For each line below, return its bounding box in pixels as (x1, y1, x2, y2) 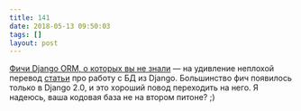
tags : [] (9, 30, 42, 39)
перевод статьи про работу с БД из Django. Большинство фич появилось (9, 73, 293, 84)
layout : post (9, 38, 59, 48)
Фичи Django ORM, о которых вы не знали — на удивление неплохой (9, 63, 275, 74)
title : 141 (9, 13, 50, 23)
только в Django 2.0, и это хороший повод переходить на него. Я (9, 82, 259, 93)
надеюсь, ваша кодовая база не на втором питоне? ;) (9, 92, 215, 103)
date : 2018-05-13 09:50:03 (9, 22, 111, 31)
